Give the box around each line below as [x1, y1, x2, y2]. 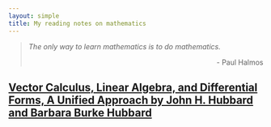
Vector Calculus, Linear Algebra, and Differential [8, 80, 258, 94]
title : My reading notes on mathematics [8, 19, 147, 28]
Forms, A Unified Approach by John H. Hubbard [8, 93, 253, 107]
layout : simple [8, 11, 60, 20]
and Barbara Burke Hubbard [8, 106, 152, 120]
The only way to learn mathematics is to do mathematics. [28, 41, 221, 51]
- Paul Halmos [216, 57, 264, 67]
